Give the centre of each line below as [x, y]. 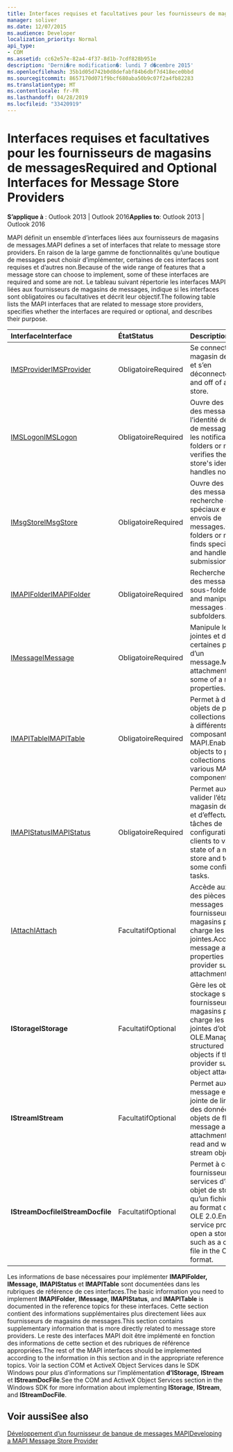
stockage [205, 993]
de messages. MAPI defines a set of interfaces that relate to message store [114, 245]
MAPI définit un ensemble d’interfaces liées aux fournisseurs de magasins [113, 238]
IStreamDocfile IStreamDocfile [61, 1212]
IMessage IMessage [43, 657]
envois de [206, 518]
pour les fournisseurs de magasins [109, 153]
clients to [205, 841]
